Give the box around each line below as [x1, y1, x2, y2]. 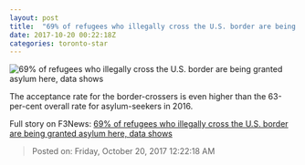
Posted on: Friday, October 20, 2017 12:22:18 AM [31, 146, 216, 157]
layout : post [9, 13, 59, 23]
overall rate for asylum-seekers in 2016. [44, 101, 194, 112]
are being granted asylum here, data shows [9, 129, 174, 139]
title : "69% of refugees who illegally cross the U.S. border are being [9, 22, 297, 31]
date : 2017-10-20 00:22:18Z [9, 30, 117, 39]
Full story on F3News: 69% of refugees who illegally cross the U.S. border [9, 119, 289, 129]
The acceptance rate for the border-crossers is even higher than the [9, 91, 267, 102]
